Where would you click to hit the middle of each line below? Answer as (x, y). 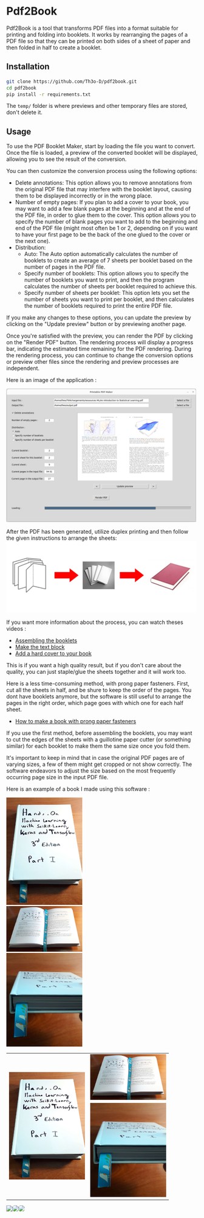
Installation (28, 67)
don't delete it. (24, 112)
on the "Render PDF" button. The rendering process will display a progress (100, 342)
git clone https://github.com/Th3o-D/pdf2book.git (72, 81)
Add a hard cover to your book (53, 653)
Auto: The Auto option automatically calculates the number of (101, 254)
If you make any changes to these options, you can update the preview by (99, 317)
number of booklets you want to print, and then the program (99, 280)
